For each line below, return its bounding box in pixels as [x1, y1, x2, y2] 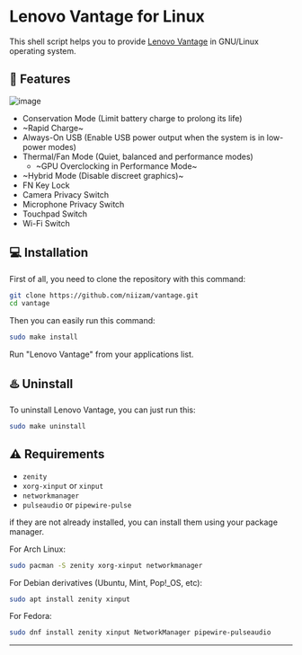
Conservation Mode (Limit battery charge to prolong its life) [22, 112, 243, 123]
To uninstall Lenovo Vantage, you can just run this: [9, 404, 196, 415]
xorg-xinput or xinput [22, 480, 104, 491]
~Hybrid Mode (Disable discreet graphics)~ [22, 170, 184, 181]
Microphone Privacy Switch [22, 199, 125, 209]
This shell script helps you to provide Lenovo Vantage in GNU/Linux [9, 36, 259, 47]
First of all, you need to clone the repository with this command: [9, 273, 246, 284]
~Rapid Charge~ [22, 122, 84, 133]
